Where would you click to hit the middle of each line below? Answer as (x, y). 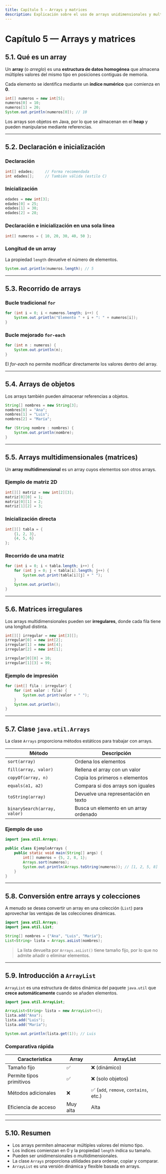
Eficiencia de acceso (32, 1108)
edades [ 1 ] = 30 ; (22, 208)
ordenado (86, 814)
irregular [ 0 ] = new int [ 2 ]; (34, 640)
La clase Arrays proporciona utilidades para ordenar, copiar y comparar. (85, 1161)
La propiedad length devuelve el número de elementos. (62, 259)
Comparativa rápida (29, 1046)
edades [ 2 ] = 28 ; (22, 213)
